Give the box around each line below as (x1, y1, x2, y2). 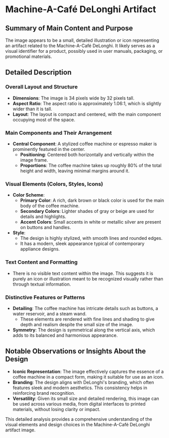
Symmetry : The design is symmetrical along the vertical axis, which (12, 327, 155, 333)
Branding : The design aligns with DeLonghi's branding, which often (12, 379, 154, 385)
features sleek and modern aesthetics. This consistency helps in (12, 385, 148, 391)
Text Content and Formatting (5, 259, 78, 266)
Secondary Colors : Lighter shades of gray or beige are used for (20, 208, 154, 214)
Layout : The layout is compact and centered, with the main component (12, 111, 161, 117)
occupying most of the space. (12, 116, 76, 122)
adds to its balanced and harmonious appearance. (12, 332, 118, 338)
